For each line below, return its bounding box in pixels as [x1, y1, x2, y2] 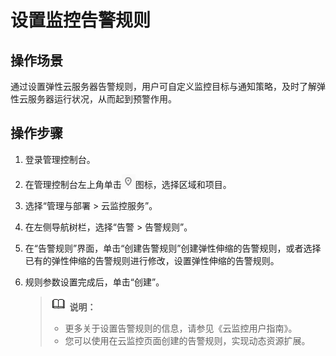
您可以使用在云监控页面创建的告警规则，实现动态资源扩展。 [64, 334, 311, 346]
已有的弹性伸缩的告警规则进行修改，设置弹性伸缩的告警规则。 [24, 254, 280, 266]
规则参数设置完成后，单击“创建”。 [24, 276, 165, 288]
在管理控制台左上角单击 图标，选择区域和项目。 [24, 178, 232, 190]
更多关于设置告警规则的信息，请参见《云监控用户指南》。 [64, 322, 298, 334]
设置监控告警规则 [10, 9, 152, 32]
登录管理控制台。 [24, 153, 96, 165]
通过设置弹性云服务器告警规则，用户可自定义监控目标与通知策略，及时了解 [10, 81, 317, 92]
